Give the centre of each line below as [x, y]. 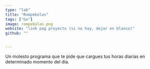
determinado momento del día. [37, 62]
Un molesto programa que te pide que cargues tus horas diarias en [75, 56]
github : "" [17, 33]
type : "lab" [18, 10]
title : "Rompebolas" [27, 15]
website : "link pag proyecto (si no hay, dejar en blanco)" [70, 29]
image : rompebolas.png [29, 24]
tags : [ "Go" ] [19, 19]
